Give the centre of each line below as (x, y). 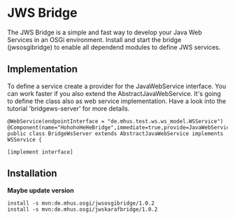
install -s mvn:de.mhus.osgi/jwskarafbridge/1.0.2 (83, 209)
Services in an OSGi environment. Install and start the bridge (94, 39)
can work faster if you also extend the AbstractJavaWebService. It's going (114, 93)
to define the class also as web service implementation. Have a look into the (117, 101)
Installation (32, 173)
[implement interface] (40, 152)
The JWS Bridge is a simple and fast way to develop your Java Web (105, 32)
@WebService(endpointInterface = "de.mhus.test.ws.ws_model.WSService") (115, 121)
